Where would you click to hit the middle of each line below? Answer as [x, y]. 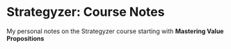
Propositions [25, 38]
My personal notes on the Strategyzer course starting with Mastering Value [115, 31]
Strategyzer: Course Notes [86, 12]
